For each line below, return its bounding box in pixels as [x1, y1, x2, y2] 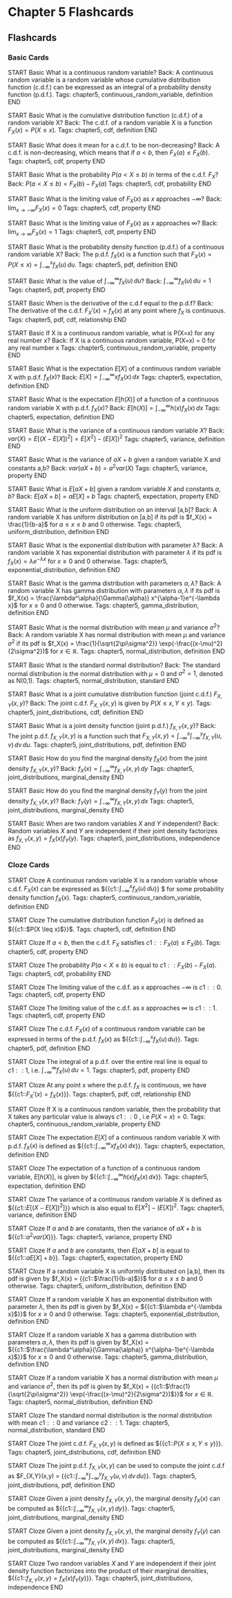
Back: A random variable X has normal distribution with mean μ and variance [8, 631, 226, 639]
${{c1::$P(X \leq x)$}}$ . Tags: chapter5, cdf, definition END [8, 925, 176, 933]
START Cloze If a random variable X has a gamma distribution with [8, 1331, 197, 1339]
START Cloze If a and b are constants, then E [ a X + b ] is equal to [8, 1246, 190, 1254]
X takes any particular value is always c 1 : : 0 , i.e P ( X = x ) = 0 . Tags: [8, 1112, 206, 1121]
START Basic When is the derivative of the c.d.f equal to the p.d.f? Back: [8, 299, 213, 307]
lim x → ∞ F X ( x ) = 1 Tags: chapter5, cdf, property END [8, 228, 156, 238]
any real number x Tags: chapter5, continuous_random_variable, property [8, 344, 217, 352]
